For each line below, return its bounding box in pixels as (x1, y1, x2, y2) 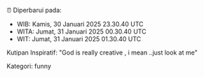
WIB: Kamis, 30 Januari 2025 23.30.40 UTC (16, 20, 144, 28)
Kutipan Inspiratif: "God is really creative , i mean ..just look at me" (6, 48, 198, 57)
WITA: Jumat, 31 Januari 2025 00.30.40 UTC (16, 27, 147, 36)
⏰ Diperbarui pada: (6, 6, 62, 14)
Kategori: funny (6, 62, 52, 70)
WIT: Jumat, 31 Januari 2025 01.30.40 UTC (16, 35, 142, 43)
